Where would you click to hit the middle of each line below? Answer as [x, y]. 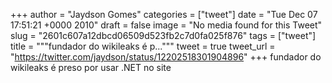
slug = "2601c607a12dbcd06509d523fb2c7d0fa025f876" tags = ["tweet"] [163, 35]
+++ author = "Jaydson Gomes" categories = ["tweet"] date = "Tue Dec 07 [164, 14]
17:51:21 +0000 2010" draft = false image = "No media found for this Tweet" [166, 25]
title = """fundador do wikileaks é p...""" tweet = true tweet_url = [143, 46]
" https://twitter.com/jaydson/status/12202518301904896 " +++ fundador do [166, 57]
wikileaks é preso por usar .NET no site [91, 67]
